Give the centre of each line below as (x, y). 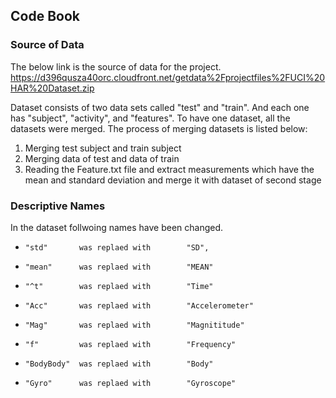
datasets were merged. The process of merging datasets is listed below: (159, 128)
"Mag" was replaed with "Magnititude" (134, 325)
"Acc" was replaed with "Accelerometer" (139, 305)
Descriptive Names (58, 206)
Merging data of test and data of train (102, 158)
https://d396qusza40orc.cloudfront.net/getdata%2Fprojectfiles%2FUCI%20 (168, 77)
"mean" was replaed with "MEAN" (119, 267)
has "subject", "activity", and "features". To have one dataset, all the (150, 118)
